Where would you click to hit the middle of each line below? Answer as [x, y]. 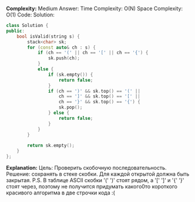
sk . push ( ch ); [64, 58]
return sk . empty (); [51, 146]
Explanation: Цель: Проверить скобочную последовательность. [86, 167]
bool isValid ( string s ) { [48, 36]
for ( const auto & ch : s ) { [61, 47]
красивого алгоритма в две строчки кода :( [61, 193]
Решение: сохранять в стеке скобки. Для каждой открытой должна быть [98, 174]
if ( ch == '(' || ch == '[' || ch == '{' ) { [93, 53]
